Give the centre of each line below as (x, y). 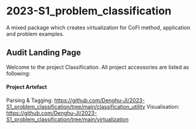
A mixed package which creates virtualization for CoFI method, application (98, 27)
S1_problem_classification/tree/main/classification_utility (76, 106)
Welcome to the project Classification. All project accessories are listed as (98, 67)
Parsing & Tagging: (29, 100)
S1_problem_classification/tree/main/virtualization (67, 119)
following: (18, 73)
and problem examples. (35, 33)
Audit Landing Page (44, 53)
